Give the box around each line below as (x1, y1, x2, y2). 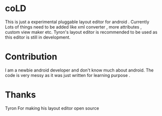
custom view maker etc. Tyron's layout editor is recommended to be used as (5, 29, 158, 35)
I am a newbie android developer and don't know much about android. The (5, 67, 154, 73)
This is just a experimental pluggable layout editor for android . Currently (5, 19, 149, 25)
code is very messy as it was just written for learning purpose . (5, 72, 131, 78)
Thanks (5, 89, 36, 101)
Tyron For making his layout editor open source (5, 105, 99, 111)
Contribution (5, 51, 58, 62)
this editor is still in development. (5, 34, 71, 40)
